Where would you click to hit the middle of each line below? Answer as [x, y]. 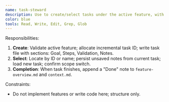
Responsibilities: [22, 38]
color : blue [18, 19]
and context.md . [55, 75]
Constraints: [18, 84]
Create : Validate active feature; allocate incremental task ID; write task [86, 48]
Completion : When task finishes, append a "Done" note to [73, 69]
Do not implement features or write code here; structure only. [76, 94]
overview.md [25, 75]
